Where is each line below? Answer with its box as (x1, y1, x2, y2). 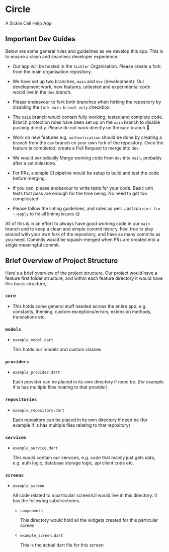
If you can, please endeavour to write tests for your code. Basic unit (12, 185, 153, 191)
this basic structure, (5, 280, 47, 286)
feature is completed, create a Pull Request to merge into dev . (12, 145, 140, 151)
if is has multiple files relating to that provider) (12, 384, 108, 390)
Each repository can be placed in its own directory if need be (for (12, 417, 148, 423)
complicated (12, 195, 39, 202)
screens (5, 472, 24, 478)
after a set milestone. (12, 160, 56, 166)
